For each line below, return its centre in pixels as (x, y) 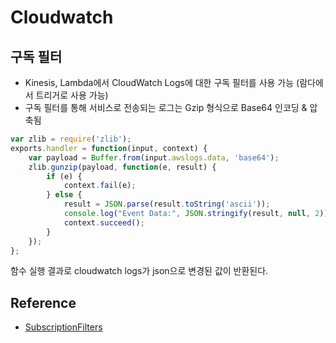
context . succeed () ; (104, 222)
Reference (43, 302)
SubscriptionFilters (63, 327)
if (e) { (64, 176)
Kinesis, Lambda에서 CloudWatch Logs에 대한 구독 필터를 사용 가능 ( (162, 82)
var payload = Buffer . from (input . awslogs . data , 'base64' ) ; (154, 157)
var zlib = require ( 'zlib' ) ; (71, 139)
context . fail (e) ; (100, 186)
